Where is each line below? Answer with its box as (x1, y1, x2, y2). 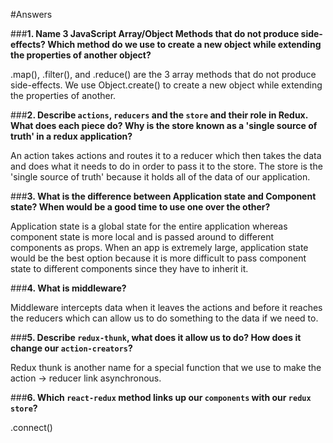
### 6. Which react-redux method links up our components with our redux (10, 392, 312, 403)
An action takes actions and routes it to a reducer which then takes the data (10, 150, 322, 161)
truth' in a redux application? (10, 130, 133, 142)
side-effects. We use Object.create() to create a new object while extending (10, 79, 323, 91)
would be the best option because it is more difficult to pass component (10, 252, 307, 264)
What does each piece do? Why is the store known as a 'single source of (10, 120, 318, 131)
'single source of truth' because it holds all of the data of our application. (10, 171, 311, 183)
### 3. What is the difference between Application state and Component (10, 190, 317, 202)
